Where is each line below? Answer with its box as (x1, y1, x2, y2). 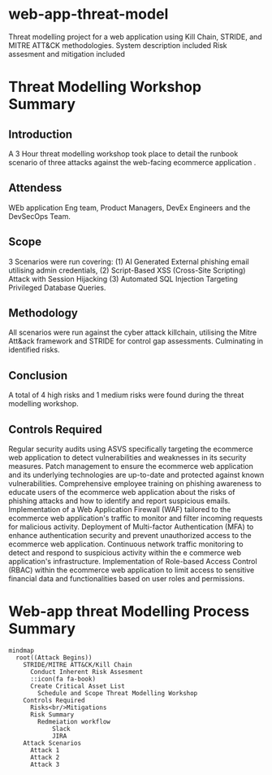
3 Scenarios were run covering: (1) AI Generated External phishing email (8, 256, 249, 266)
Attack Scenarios (23, 738, 82, 747)
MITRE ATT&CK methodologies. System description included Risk (8, 40, 227, 50)
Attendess (8, 181, 63, 195)
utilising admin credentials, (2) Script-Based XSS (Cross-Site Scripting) (8, 265, 246, 275)
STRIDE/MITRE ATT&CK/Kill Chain (23, 660, 132, 668)
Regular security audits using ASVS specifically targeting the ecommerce (8, 444, 253, 453)
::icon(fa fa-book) (29, 675, 96, 683)
